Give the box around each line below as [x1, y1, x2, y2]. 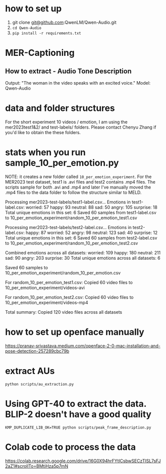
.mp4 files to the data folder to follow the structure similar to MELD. [5, 189, 142, 195]
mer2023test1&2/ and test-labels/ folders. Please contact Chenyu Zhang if [5, 124, 157, 130]
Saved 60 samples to [5, 264, 48, 270]
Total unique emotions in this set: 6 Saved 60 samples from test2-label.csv [5, 235, 158, 240]
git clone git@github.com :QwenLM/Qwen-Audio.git [12, 19, 117, 25]
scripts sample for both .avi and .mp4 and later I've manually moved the [5, 184, 151, 190]
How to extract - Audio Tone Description [5, 67, 132, 75]
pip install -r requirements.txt [12, 31, 82, 36]
